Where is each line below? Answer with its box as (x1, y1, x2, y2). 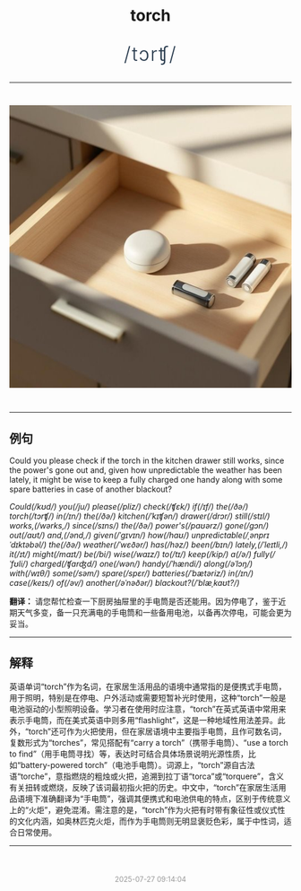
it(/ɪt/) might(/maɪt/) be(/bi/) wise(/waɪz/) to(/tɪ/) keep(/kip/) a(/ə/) (9, 549, 253, 559)
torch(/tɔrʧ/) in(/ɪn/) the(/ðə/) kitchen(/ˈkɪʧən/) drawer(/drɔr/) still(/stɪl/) (9, 511, 271, 521)
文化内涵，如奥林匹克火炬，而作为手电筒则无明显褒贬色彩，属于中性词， (16, 816, 284, 826)
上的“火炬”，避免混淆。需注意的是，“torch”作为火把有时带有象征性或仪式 (9, 804, 278, 815)
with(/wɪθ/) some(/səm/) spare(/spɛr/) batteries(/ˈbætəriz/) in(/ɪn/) (9, 568, 254, 579)
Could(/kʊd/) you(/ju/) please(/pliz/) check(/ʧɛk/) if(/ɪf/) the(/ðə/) (9, 502, 249, 511)
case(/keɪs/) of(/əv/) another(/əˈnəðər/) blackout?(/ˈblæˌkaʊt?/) (9, 578, 240, 588)
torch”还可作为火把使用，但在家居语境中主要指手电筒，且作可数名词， (28, 726, 287, 737)
